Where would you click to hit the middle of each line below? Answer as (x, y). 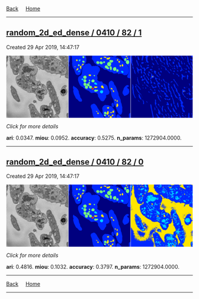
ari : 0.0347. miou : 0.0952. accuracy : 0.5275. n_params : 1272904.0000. (94, 138)
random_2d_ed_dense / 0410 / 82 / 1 (74, 33)
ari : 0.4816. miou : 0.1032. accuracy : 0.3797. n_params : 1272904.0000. (93, 267)
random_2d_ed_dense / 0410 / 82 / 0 (75, 162)
